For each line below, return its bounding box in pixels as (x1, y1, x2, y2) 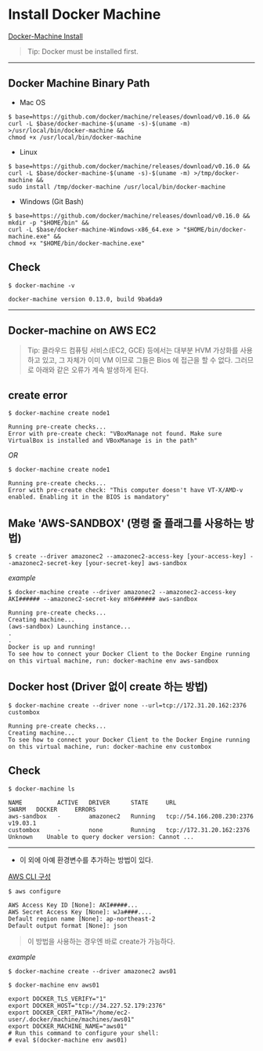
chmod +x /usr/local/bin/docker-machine (8, 133, 142, 141)
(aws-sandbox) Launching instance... (8, 622, 131, 630)
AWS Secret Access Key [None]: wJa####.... (8, 908, 153, 916)
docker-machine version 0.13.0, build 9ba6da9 (8, 295, 163, 303)
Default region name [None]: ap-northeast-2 (8, 914, 156, 923)
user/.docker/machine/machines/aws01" (8, 1015, 135, 1024)
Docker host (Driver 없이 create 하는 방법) (8, 681, 209, 694)
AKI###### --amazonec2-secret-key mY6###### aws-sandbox (8, 595, 198, 603)
